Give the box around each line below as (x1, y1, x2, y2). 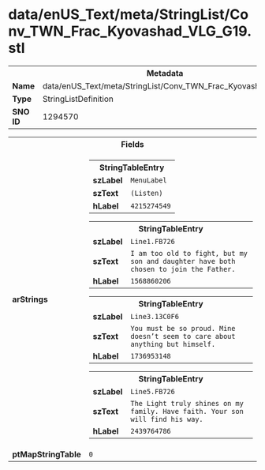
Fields (121, 138, 144, 149)
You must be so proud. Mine (129, 324, 236, 333)
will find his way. (129, 415, 203, 423)
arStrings (12, 294, 49, 305)
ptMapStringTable (12, 449, 81, 460)
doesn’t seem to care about (129, 332, 236, 340)
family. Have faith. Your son (129, 407, 244, 415)
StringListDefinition (42, 93, 114, 104)
